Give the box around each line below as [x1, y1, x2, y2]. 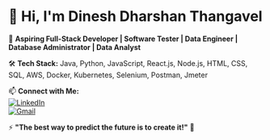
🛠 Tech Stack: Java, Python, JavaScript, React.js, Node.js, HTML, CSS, [8, 58, 248, 68]
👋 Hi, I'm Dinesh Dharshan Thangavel [8, 7, 263, 26]
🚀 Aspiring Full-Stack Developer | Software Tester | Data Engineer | [8, 34, 238, 43]
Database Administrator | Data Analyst [8, 42, 141, 51]
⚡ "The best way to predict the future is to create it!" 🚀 [8, 122, 196, 132]
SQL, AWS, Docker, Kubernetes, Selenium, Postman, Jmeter [8, 70, 209, 80]
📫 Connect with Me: [8, 86, 79, 96]
